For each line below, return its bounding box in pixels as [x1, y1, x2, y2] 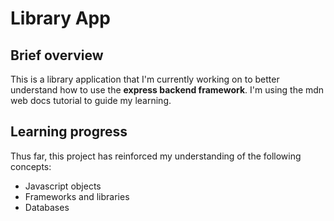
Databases [24, 201, 70, 213]
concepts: [10, 160, 52, 172]
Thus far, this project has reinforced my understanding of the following [10, 150, 302, 162]
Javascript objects [24, 180, 102, 192]
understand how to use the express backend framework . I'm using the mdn [10, 84, 325, 96]
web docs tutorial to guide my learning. [10, 95, 172, 106]
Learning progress [10, 123, 128, 141]
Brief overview [10, 47, 104, 64]
